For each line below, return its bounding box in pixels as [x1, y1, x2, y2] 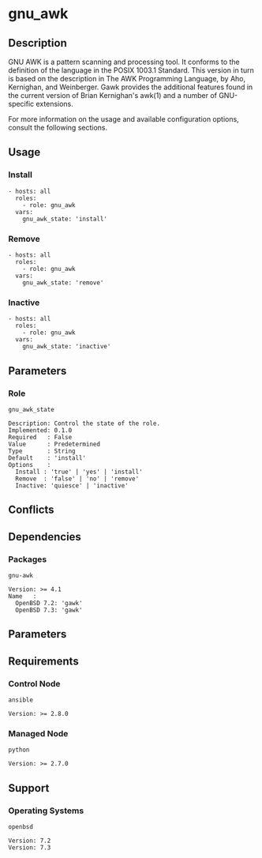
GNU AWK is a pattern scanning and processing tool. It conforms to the [8, 57, 240, 66]
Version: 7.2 [8, 837, 51, 845]
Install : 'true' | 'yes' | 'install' [15, 468, 144, 476]
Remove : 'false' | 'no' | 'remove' [15, 475, 140, 483]
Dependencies [8, 530, 81, 544]
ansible [8, 696, 34, 704]
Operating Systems [8, 805, 84, 816]
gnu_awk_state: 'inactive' [22, 343, 111, 351]
